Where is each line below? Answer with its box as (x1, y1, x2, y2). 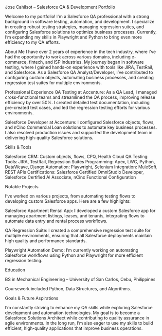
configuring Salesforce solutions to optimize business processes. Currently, (5, 29, 157, 35)
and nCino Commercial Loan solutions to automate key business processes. (5, 124, 157, 130)
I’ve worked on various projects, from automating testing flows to (5, 193, 136, 199)
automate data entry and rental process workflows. (5, 218, 108, 224)
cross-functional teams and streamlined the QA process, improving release (5, 94, 156, 100)
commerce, (5, 59, 28, 65)
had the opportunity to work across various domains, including (5, 54, 131, 60)
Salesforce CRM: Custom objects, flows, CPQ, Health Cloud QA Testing (5, 154, 147, 159)
